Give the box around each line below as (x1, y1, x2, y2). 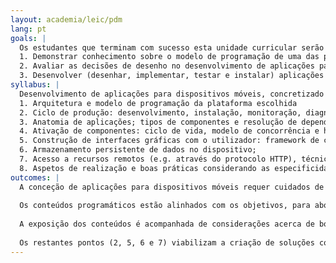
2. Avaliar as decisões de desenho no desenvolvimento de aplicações (19, 61, 315, 71)
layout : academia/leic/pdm (10, 14, 123, 25)
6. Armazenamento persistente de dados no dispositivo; (19, 145, 257, 155)
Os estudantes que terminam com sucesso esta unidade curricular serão (19, 42, 325, 53)
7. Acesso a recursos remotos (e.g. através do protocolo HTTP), (19, 154, 298, 164)
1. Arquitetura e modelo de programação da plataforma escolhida (19, 98, 298, 108)
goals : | (10, 33, 47, 43)
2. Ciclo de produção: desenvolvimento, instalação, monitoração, (19, 107, 302, 118)
